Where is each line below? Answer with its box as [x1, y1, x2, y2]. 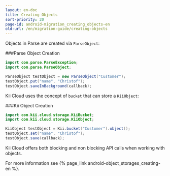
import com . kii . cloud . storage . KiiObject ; [5, 117, 94, 122]
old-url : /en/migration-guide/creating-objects [5, 26, 108, 32]
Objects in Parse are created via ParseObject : [5, 40, 100, 46]
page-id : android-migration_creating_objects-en [5, 21, 110, 27]
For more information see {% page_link [5, 160, 87, 166]
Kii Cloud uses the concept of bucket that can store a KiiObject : [5, 93, 139, 99]
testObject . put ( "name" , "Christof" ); [5, 78, 85, 84]
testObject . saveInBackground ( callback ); [5, 83, 92, 89]
